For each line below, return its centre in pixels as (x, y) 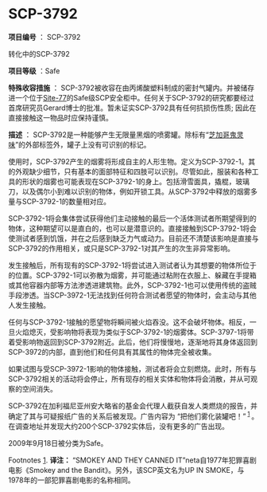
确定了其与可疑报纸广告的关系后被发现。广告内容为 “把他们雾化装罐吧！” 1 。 (133, 415)
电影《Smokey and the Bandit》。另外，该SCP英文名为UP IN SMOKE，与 (126, 470)
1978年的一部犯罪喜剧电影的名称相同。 (72, 480)
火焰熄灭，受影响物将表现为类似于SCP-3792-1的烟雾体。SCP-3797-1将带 (134, 332)
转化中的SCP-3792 (39, 53)
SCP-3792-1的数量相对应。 (66, 201)
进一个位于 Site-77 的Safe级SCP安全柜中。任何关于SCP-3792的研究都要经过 (131, 97)
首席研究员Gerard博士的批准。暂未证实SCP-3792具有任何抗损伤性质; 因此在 (132, 108)
